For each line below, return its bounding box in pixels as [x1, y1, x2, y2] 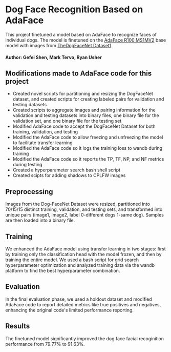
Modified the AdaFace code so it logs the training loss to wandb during [12, 145, 163, 151]
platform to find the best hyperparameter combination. [5, 267, 120, 273]
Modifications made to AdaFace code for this [5, 69, 152, 77]
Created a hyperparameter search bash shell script [12, 167, 121, 173]
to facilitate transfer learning [12, 140, 73, 146]
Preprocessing [5, 187, 53, 196]
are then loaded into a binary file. [5, 217, 75, 224]
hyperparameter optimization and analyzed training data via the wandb [5, 262, 155, 268]
